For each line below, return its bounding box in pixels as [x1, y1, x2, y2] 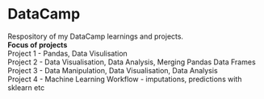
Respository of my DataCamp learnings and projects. [7, 31, 183, 41]
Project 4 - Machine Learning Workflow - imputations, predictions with [7, 74, 242, 84]
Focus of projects [7, 39, 68, 49]
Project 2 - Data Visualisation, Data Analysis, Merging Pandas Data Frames [7, 57, 256, 67]
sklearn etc [7, 82, 45, 93]
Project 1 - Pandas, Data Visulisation [7, 48, 128, 58]
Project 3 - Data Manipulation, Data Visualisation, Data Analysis [7, 65, 219, 75]
